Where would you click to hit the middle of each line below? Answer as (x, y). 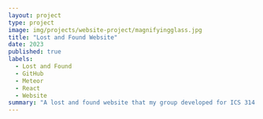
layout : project (35, 15)
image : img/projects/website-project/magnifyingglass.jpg (105, 30)
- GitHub (30, 74)
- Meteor (30, 81)
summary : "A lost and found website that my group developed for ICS (125, 103)
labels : (21, 59)
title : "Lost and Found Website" (63, 37)
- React (28, 88)
